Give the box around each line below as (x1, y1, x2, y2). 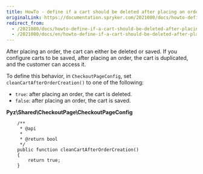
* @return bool (19, 137, 59, 143)
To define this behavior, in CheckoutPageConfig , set (6, 72, 132, 80)
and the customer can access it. (6, 61, 86, 68)
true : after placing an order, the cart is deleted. (14, 91, 132, 98)
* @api (19, 126, 36, 132)
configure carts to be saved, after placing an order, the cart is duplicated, (6, 54, 188, 62)
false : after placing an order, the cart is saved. (14, 97, 131, 105)
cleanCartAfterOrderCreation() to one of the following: (6, 79, 144, 86)
